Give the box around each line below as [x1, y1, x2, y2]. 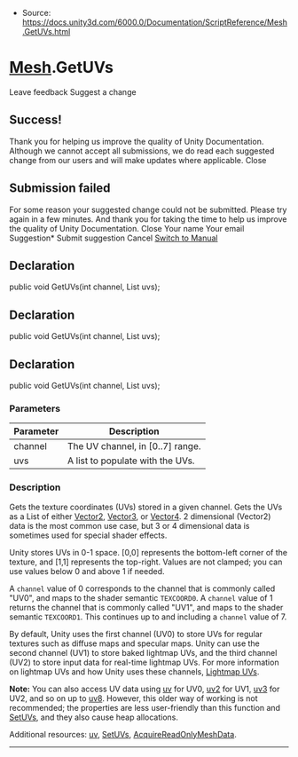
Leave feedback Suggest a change [9, 86, 137, 97]
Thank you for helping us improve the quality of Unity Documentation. [9, 136, 264, 146]
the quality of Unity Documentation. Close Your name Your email [9, 223, 245, 233]
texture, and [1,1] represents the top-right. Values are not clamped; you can [9, 556, 283, 567]
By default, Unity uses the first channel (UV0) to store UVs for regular [9, 628, 263, 639]
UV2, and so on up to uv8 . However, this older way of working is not [9, 692, 259, 704]
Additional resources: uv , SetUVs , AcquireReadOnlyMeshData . [9, 729, 237, 739]
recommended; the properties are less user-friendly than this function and [9, 702, 281, 713]
